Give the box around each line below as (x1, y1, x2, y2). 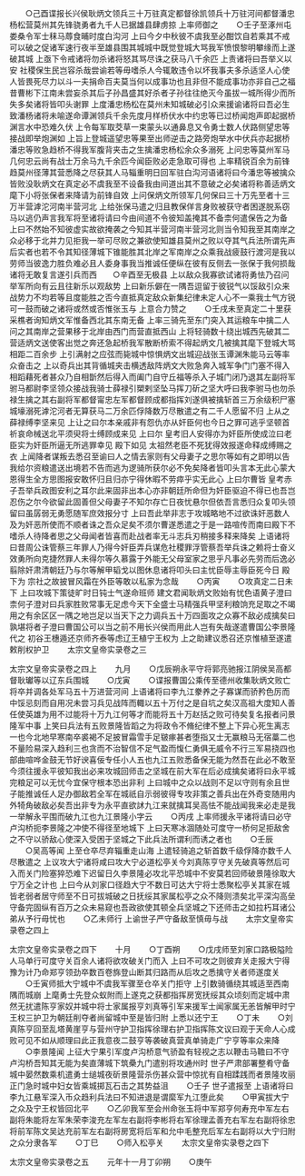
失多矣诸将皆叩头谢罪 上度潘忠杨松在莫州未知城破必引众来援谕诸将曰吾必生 (9, 99, 290, 109)
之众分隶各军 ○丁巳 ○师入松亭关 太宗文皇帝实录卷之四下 (9, 1137, 270, 1148)
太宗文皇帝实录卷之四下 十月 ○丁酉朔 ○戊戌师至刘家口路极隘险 (9, 944, 293, 954)
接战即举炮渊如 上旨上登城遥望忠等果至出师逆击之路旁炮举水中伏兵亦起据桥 (9, 133, 290, 144)
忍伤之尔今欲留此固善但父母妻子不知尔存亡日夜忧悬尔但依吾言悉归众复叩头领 (9, 496, 296, 507)
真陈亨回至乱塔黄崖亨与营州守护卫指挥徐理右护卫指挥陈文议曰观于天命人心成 (9, 1023, 296, 1034)
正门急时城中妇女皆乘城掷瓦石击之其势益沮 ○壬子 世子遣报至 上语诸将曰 (9, 1081, 294, 1091)
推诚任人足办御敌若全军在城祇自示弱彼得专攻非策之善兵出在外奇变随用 (25, 789, 288, 799)
